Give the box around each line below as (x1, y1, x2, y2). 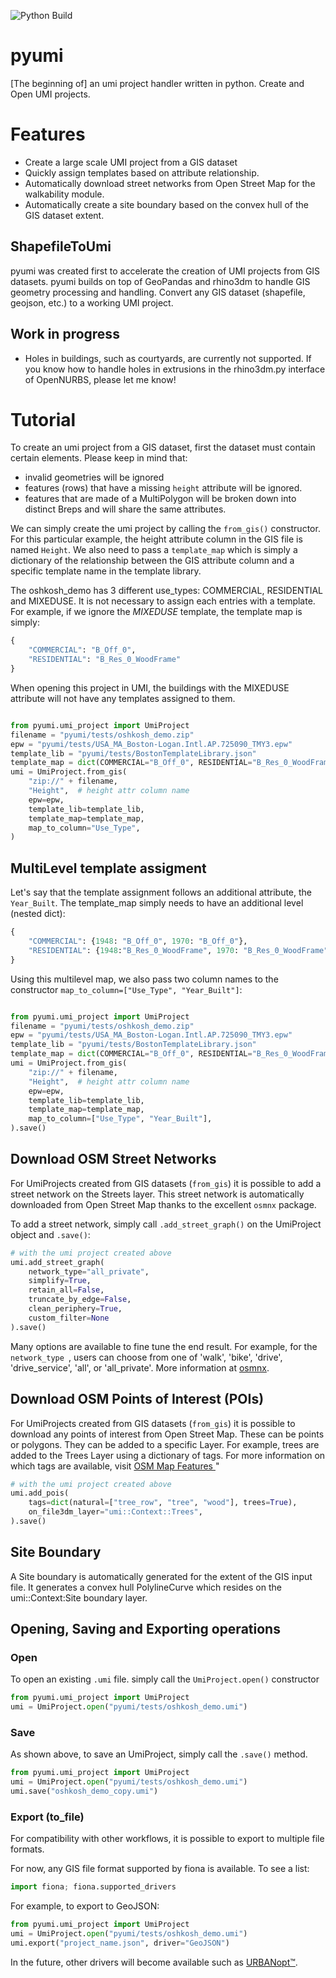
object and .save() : (10, 1228, 91, 1240)
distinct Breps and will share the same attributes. (24, 503, 227, 515)
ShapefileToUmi (10, 238, 112, 255)
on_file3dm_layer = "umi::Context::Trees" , (28, 1507, 203, 1517)
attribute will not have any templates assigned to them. (10, 692, 236, 704)
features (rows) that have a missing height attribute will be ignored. (24, 482, 303, 494)
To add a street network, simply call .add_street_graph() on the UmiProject (10, 1218, 322, 1230)
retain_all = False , (28, 1285, 105, 1295)
